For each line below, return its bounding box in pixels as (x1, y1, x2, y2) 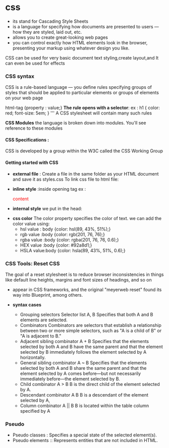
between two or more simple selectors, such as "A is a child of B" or (20, 327, 162, 333)
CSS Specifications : (5, 137, 49, 143)
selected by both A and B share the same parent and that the (20, 365, 147, 371)
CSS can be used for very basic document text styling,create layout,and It (5, 54, 159, 61)
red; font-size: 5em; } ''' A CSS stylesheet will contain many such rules (5, 110, 152, 116)
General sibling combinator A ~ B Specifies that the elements (20, 360, 147, 366)
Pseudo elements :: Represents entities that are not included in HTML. (12, 437, 158, 443)
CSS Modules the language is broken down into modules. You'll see (5, 120, 146, 126)
